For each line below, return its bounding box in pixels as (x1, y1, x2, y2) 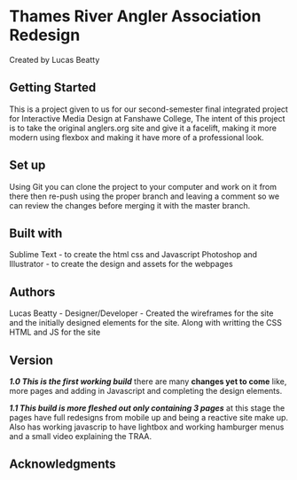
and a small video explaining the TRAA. (9, 431, 152, 441)
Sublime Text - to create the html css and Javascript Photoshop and (9, 249, 258, 260)
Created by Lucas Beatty (9, 54, 100, 65)
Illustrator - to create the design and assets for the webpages (9, 259, 233, 270)
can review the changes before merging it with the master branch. (9, 200, 251, 210)
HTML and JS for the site (9, 327, 101, 338)
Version (9, 352, 53, 367)
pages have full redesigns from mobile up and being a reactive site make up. (9, 413, 289, 422)
